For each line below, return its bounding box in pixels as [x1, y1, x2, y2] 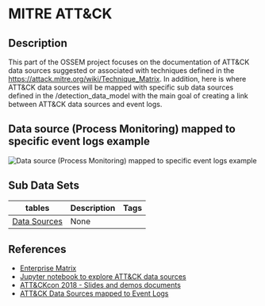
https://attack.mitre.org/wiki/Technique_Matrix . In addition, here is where [8, 75, 247, 83]
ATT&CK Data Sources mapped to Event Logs [19, 289, 169, 298]
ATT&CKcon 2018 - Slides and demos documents [19, 281, 181, 290]
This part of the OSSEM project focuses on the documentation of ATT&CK [8, 57, 250, 67]
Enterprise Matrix [19, 263, 77, 273]
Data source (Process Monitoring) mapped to [8, 122, 236, 136]
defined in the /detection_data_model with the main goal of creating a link [8, 91, 248, 100]
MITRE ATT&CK [8, 5, 113, 23]
